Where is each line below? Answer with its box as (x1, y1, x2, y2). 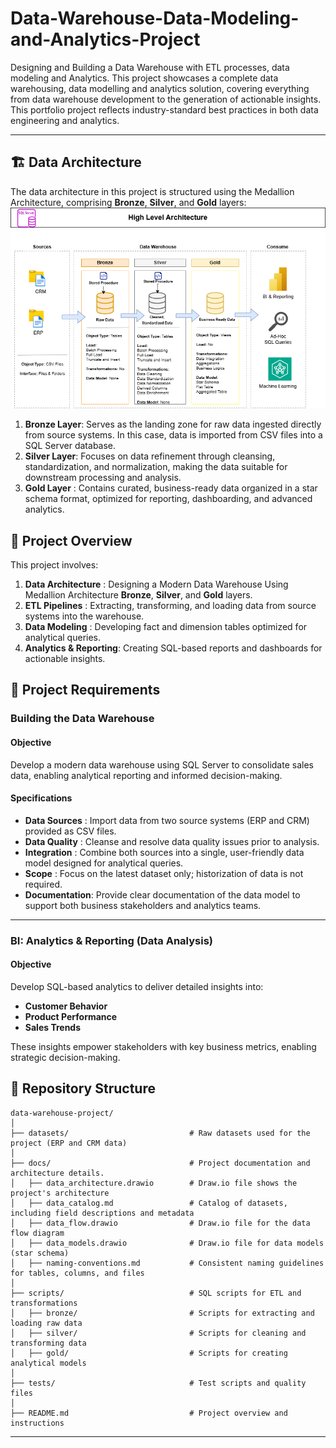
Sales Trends (24, 1021, 82, 1033)
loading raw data (10, 1318, 83, 1328)
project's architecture (10, 1188, 110, 1198)
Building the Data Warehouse (10, 712, 155, 726)
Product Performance (24, 1010, 118, 1022)
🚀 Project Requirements (10, 682, 161, 699)
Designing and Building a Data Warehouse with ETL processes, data (10, 61, 290, 73)
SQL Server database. (24, 440, 117, 452)
